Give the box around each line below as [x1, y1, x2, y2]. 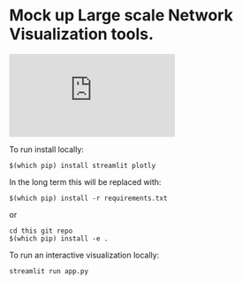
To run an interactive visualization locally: [9, 249, 160, 260]
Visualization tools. [9, 24, 155, 44]
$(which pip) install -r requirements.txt [9, 194, 168, 203]
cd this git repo [9, 226, 73, 235]
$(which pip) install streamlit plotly [9, 161, 156, 170]
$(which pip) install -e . [9, 234, 109, 243]
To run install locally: [9, 143, 84, 155]
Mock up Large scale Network [9, 5, 234, 26]
